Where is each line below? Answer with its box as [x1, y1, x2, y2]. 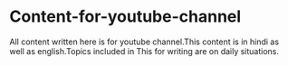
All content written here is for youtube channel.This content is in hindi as [9, 36, 279, 47]
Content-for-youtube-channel [9, 6, 242, 27]
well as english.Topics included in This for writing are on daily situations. [9, 45, 279, 56]
